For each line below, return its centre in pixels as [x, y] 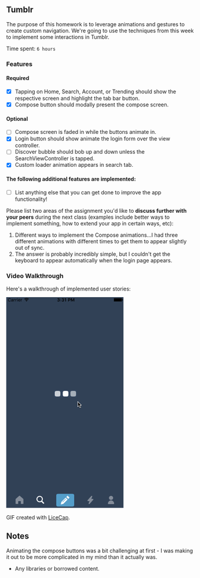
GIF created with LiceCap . [38, 518]
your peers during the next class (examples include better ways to [88, 217]
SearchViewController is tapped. [55, 158]
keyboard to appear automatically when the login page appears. [93, 260]
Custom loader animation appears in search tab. [74, 165]
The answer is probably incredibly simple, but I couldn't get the [93, 254]
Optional [17, 118]
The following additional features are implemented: [71, 179]
